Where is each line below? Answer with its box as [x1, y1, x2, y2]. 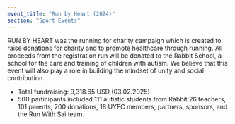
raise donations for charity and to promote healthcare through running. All [7, 44, 223, 52]
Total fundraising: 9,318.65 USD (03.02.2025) [17, 87, 150, 96]
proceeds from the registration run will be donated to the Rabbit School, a [7, 51, 222, 60]
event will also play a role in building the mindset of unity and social [7, 66, 204, 75]
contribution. [7, 73, 45, 82]
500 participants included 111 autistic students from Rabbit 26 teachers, [17, 94, 227, 103]
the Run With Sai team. [17, 110, 85, 118]
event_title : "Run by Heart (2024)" [7, 10, 115, 18]
